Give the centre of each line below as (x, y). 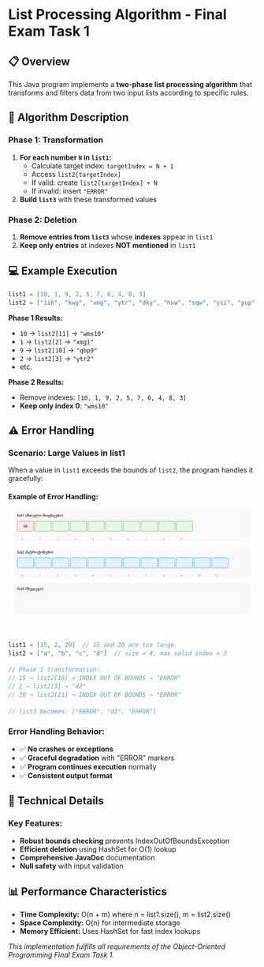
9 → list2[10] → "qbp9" (58, 350)
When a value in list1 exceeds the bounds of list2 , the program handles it (131, 470)
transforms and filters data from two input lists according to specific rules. (128, 93)
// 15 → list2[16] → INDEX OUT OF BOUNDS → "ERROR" (95, 678)
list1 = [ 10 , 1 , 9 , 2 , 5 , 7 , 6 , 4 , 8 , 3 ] (77, 294)
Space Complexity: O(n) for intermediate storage (100, 923)
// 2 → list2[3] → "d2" (47, 687)
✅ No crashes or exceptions (67, 749)
